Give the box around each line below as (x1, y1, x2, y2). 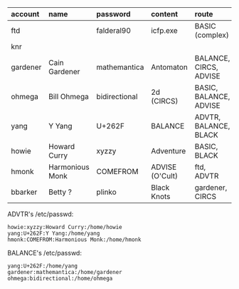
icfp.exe (150, 26, 178, 35)
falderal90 (96, 26, 132, 35)
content (150, 9, 179, 19)
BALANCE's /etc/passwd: (7, 249, 82, 257)
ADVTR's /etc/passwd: (7, 210, 74, 218)
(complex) (194, 30, 229, 40)
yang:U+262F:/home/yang (7, 263, 78, 270)
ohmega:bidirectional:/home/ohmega (7, 275, 113, 282)
